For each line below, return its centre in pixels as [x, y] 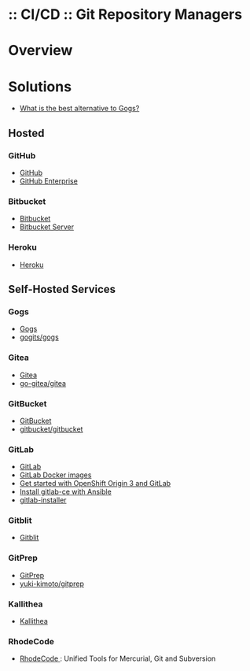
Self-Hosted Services [62, 289]
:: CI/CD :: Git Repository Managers [125, 15]
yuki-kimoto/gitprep [51, 584]
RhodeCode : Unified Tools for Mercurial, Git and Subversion [118, 658]
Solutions [40, 86]
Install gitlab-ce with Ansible [65, 492]
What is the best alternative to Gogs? [79, 109]
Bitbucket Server [47, 227]
